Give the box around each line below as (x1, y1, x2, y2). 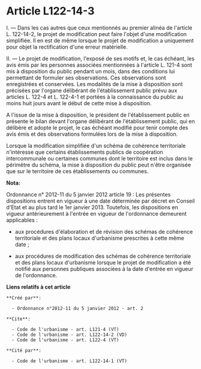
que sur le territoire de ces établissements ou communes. (6, 167, 149, 175)
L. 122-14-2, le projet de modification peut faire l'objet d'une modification (6, 30, 187, 37)
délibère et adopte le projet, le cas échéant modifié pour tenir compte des (6, 124, 188, 131)
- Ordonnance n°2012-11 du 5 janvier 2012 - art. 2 (11, 305, 144, 311)
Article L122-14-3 (6, 4, 95, 18)
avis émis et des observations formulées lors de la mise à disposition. (6, 130, 178, 138)
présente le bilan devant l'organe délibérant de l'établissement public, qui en (6, 117, 195, 124)
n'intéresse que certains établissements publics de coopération (6, 148, 163, 156)
